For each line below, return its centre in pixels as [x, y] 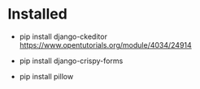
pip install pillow [46, 76]
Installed [38, 14]
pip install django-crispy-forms [71, 61]
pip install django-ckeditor [63, 36]
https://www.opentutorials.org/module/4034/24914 [105, 44]
